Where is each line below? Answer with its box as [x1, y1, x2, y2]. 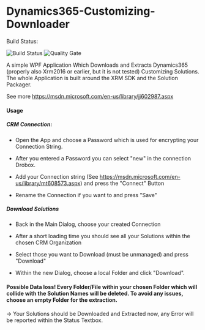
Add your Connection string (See [15, 173, 99, 180]
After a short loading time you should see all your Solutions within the [15, 233, 191, 240]
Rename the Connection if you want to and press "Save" [15, 191, 158, 198]
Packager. [6, 81, 32, 88]
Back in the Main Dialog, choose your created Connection [15, 220, 161, 228]
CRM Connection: [6, 121, 53, 128]
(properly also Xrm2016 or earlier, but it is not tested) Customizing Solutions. [6, 67, 199, 75]
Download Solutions [6, 205, 59, 212]
